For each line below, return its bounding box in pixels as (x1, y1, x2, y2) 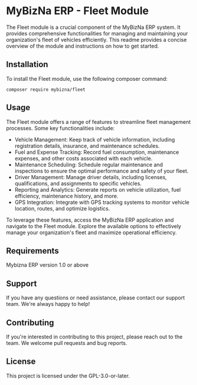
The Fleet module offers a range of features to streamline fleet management (6, 118, 191, 125)
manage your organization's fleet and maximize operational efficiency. (6, 229, 177, 236)
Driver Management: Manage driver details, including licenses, (14, 173, 167, 180)
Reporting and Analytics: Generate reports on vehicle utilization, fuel (14, 186, 181, 193)
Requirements (6, 246, 59, 256)
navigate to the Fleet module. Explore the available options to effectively (6, 222, 182, 229)
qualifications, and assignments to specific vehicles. (14, 180, 142, 187)
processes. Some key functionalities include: (6, 124, 115, 131)
